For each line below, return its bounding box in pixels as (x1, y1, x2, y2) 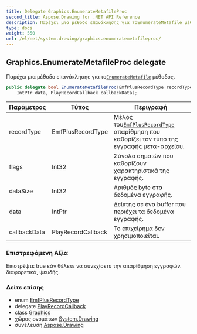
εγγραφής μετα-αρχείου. (113, 142, 185, 150)
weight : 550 (6, 30, 35, 36)
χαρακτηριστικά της (113, 166, 170, 175)
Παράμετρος (9, 103, 46, 111)
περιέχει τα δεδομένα (113, 207, 174, 216)
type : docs (6, 25, 33, 31)
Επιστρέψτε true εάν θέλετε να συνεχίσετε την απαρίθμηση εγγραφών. (6, 262, 182, 270)
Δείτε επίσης (6, 283, 44, 291)
